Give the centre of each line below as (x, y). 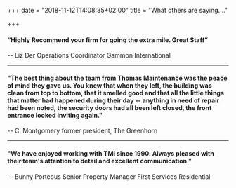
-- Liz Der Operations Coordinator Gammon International (89, 55)
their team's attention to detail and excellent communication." (99, 161)
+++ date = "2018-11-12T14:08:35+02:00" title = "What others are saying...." (118, 10)
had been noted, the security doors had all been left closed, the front (110, 107)
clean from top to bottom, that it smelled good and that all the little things (116, 93)
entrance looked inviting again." (55, 115)
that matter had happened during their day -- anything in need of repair (113, 100)
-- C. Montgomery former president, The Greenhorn (83, 131)
